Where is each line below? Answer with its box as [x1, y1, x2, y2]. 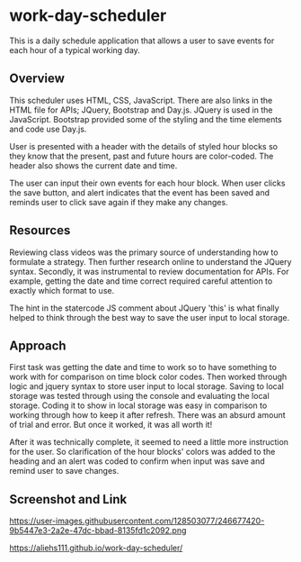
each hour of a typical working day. [9, 44, 141, 55]
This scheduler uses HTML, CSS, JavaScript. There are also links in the [9, 95, 273, 105]
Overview [9, 71, 66, 86]
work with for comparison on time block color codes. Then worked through [9, 371, 288, 383]
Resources [9, 222, 71, 239]
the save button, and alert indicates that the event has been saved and [9, 186, 270, 198]
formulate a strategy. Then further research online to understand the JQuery [9, 256, 292, 267]
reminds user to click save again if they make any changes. [9, 196, 228, 207]
